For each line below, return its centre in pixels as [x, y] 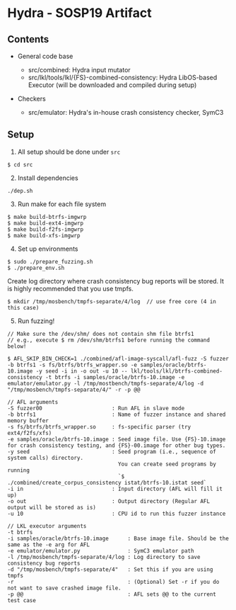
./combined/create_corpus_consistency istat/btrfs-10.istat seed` [107, 482]
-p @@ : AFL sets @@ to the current [112, 594]
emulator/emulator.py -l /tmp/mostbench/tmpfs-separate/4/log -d [105, 383]
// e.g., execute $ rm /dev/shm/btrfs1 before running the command [109, 340]
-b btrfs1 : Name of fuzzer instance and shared [117, 414]
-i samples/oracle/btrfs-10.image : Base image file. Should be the [118, 538]
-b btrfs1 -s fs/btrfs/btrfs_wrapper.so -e [72, 365]
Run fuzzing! [36, 321]
